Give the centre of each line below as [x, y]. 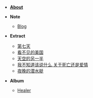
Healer [24, 90]
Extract [18, 36]
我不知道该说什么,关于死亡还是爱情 [52, 65]
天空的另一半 [30, 58]
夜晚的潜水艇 [30, 71]
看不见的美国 [30, 52]
